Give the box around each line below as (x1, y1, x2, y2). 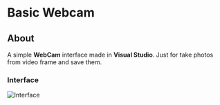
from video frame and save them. (7, 58, 102, 66)
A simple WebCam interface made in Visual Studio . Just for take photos (7, 50, 214, 59)
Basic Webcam (7, 5, 95, 21)
